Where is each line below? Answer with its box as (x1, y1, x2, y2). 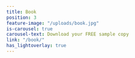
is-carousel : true (6, 25, 53, 32)
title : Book (6, 8, 36, 15)
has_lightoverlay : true (6, 43, 67, 49)
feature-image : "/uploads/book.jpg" (6, 20, 99, 26)
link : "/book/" (6, 37, 45, 43)
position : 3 (6, 14, 36, 21)
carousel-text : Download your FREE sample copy (6, 31, 130, 37)
